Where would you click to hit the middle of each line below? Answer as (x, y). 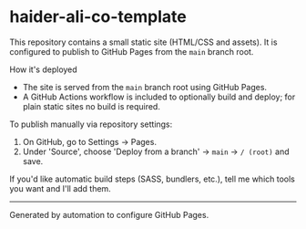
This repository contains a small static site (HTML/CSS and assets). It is (143, 42)
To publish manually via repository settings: (91, 124)
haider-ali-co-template (98, 17)
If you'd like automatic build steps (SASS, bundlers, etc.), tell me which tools (153, 179)
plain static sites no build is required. (92, 106)
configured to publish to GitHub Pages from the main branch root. (132, 51)
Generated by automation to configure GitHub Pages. (109, 214)
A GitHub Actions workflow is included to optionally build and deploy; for (159, 97)
